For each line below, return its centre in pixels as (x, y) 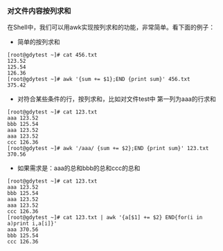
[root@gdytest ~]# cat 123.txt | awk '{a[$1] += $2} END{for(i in (105, 218)
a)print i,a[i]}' (32, 224)
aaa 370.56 (23, 230)
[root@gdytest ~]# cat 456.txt (52, 55)
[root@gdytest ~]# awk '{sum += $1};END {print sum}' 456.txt (99, 80)
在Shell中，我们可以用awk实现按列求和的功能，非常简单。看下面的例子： (111, 27)
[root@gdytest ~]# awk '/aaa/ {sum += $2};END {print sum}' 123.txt (108, 149)
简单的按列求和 (38, 42)
